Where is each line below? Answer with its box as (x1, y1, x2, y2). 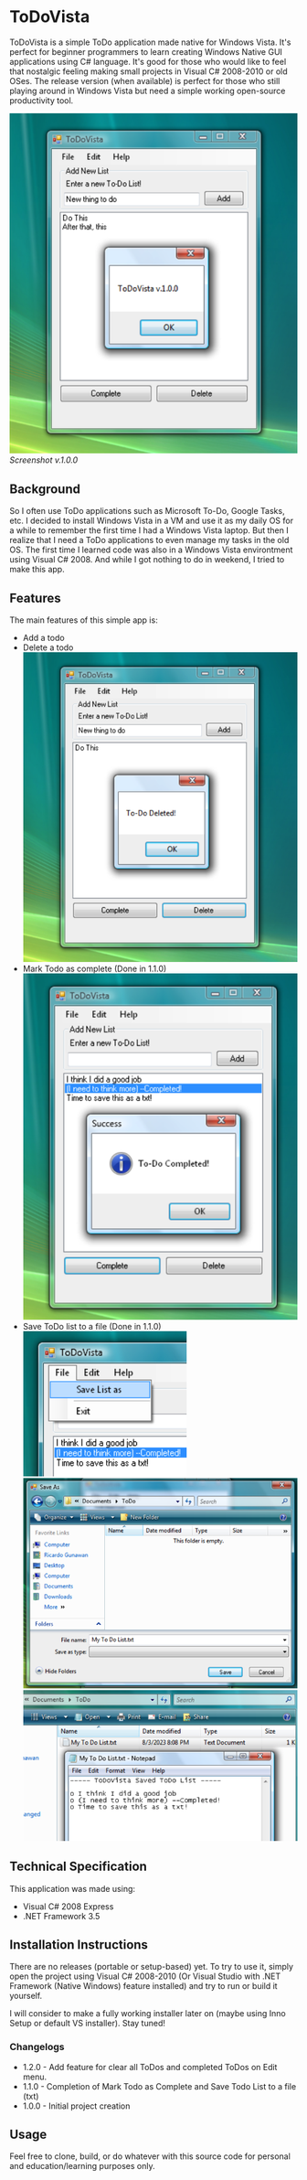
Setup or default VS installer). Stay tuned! (9, 2018, 166, 2029)
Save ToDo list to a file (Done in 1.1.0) (22, 1321, 162, 1332)
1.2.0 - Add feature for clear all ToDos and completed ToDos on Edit (22, 2061, 278, 2072)
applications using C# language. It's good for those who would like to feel (9, 56, 287, 67)
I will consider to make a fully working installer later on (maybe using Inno (9, 2008, 286, 2019)
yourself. (9, 1991, 43, 2002)
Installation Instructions (9, 1937, 149, 1952)
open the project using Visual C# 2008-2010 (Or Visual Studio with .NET (9, 1971, 281, 1982)
